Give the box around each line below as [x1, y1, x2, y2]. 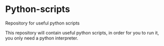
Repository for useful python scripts [5, 20, 80, 26]
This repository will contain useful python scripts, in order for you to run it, [5, 29, 159, 35]
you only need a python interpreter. [5, 35, 78, 41]
